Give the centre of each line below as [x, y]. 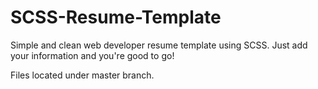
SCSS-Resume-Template [116, 17]
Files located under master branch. [82, 75]
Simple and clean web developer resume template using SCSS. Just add [159, 45]
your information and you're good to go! [92, 55]
